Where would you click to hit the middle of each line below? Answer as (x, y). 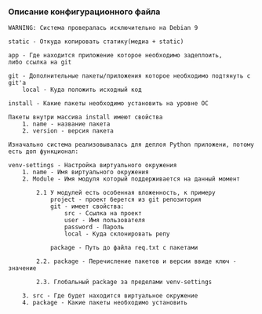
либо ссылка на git (40, 62)
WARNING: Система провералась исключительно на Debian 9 (103, 28)
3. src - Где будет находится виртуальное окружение (110, 296)
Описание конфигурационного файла (84, 12)
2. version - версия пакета (68, 131)
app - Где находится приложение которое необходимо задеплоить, (115, 56)
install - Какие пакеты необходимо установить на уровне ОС (109, 104)
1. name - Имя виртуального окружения (86, 172)
